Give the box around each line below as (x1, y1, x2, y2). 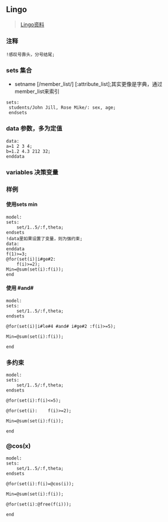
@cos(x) (6, 442, 31, 450)
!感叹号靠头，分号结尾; (6, 52, 55, 58)
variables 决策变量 (6, 168, 58, 176)
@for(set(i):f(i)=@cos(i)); (6, 480, 75, 487)
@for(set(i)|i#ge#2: (6, 256, 57, 262)
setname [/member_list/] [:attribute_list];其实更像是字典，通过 (14, 81, 163, 88)
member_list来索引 (14, 88, 60, 95)
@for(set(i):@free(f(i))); (6, 501, 72, 507)
